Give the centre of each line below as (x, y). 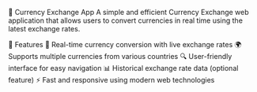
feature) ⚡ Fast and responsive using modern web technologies (111, 80)
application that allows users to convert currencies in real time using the (126, 20)
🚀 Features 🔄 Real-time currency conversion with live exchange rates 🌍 (125, 44)
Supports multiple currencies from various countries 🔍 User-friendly (120, 56)
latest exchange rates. (44, 29)
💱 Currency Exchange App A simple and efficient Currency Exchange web (128, 12)
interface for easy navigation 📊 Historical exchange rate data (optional (123, 68)
